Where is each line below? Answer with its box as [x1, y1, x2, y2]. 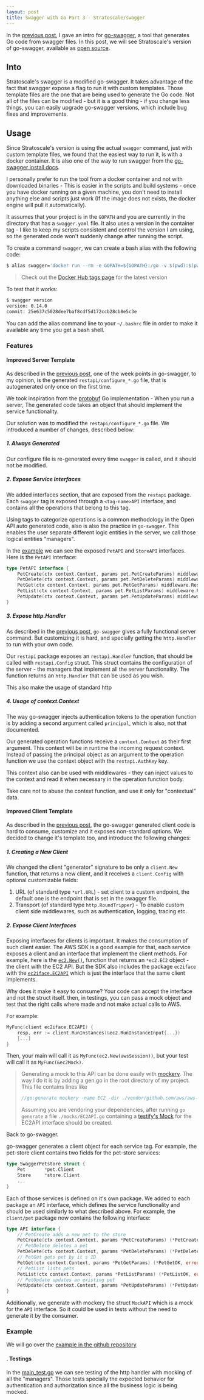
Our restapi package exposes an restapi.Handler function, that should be [6, 652, 193, 660]
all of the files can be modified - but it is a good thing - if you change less [6, 97, 190, 105]
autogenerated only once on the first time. [6, 383, 112, 390]
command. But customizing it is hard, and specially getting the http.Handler [6, 634, 196, 642]
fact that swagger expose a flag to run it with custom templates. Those [6, 85, 183, 92]
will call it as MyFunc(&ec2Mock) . [6, 1058, 83, 1066]
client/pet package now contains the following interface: [6, 1214, 151, 1221]
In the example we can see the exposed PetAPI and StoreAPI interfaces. [6, 546, 186, 554]
